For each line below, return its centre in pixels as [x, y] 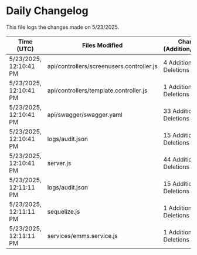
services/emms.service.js [83, 236]
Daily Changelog [47, 11]
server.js [59, 163]
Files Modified [102, 45]
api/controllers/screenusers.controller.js [102, 66]
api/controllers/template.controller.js [97, 90]
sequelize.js [64, 212]
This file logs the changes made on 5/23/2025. [63, 27]
